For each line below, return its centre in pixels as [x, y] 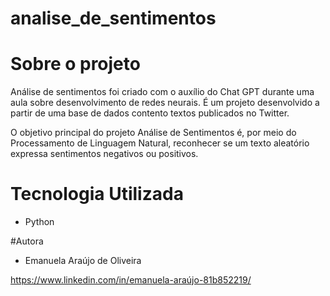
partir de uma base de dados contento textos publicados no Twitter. [150, 113]
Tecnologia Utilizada [97, 194]
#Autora [27, 241]
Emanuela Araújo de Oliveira [83, 261]
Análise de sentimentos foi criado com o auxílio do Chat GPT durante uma [162, 92]
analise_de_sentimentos [113, 18]
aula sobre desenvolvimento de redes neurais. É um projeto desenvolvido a [165, 103]
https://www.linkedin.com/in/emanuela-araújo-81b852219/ [131, 280]
